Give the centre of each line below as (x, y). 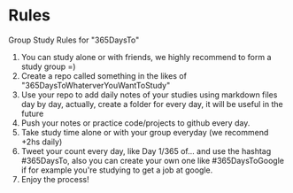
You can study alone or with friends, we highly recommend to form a (146, 57)
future (32, 113)
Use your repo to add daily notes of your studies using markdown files (149, 95)
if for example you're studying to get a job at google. (117, 170)
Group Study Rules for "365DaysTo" (74, 40)
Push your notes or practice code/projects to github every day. (135, 123)
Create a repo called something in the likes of (104, 75)
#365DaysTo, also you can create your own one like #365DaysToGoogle (153, 160)
